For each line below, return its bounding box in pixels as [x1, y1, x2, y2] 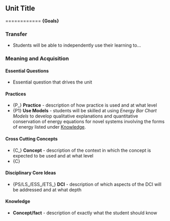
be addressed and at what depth [12, 187, 82, 193]
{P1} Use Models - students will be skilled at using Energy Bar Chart [12, 108, 157, 114]
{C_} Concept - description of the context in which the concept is [12, 147, 151, 153]
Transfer [5, 30, 27, 37]
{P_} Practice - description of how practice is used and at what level [12, 102, 157, 108]
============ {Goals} [5, 17, 59, 24]
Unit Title [5, 4, 35, 13]
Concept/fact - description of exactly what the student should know [12, 210, 157, 216]
